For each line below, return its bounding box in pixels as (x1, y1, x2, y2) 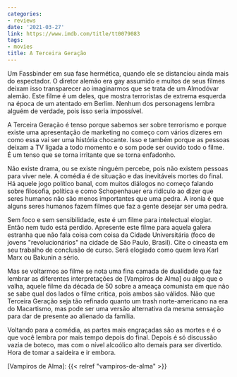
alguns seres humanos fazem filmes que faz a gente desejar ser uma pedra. (7, 202, 229, 210)
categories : (7, 10, 42, 18)
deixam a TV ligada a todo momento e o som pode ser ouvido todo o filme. (7, 143, 224, 151)
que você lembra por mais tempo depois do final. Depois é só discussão (7, 333, 217, 342)
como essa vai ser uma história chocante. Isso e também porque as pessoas (7, 135, 230, 144)
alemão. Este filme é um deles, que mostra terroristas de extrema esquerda (7, 91, 226, 100)
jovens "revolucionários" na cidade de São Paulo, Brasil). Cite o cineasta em (7, 238, 229, 246)
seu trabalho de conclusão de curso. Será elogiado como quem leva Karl (7, 245, 219, 254)
